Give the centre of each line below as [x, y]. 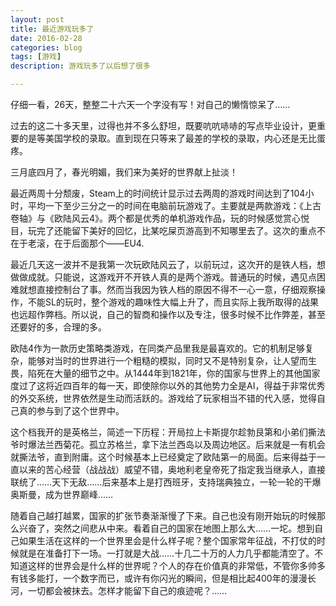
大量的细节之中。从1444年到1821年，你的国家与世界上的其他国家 [187, 373]
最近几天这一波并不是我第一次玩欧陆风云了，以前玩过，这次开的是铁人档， [163, 264]
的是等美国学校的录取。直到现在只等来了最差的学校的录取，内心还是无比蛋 [172, 138]
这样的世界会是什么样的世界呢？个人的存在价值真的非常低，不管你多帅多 [176, 565]
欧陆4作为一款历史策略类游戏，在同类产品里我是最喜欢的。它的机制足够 [158, 348]
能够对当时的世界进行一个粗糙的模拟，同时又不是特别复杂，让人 [159, 360]
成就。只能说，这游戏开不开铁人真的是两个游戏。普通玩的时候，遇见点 [172, 277]
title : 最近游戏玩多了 [52, 29]
